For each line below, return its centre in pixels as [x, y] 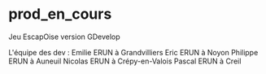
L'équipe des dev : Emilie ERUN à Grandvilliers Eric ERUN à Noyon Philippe [133, 52]
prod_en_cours [60, 14]
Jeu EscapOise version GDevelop [64, 37]
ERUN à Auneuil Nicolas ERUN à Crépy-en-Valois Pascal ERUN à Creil [125, 61]
